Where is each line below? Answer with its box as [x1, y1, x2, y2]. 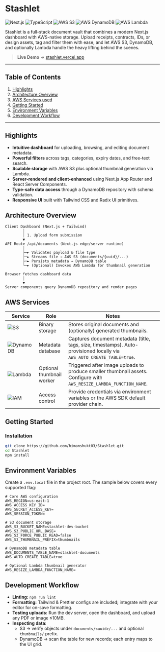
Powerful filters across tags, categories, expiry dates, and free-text [12, 155, 150, 161]
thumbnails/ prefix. [19, 631, 58, 637]
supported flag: [5, 485, 36, 491]
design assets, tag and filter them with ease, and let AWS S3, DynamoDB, [5, 39, 154, 45]
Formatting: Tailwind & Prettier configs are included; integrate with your [12, 599, 158, 605]
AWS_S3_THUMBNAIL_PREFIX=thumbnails [5, 537, 80, 542]
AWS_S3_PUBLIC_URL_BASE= [5, 529, 56, 534]
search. [12, 160, 28, 166]
